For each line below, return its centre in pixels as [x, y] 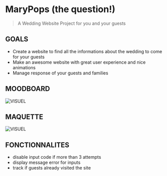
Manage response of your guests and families [60, 73]
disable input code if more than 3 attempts [57, 157]
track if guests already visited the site [52, 168]
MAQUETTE [24, 117]
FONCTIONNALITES [37, 145]
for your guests [28, 57]
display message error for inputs [47, 162]
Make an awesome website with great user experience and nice [79, 62]
